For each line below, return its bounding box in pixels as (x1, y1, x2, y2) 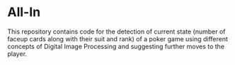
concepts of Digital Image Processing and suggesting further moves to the (7, 42, 225, 50)
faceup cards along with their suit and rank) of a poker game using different (7, 34, 229, 43)
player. (7, 50, 27, 58)
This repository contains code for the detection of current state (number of (7, 27, 226, 36)
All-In (7, 4, 41, 20)
